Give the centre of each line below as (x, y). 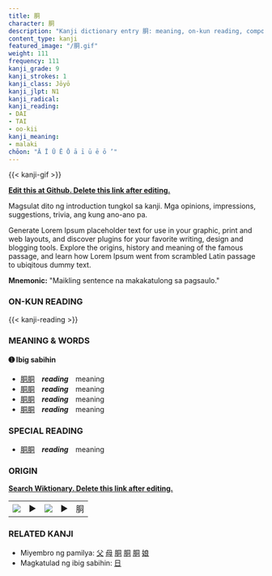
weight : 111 (28, 54)
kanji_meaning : (34, 136)
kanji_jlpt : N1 (34, 91)
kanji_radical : (34, 99)
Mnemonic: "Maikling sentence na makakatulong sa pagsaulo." (114, 281)
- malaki (23, 144)
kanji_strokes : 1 (38, 76)
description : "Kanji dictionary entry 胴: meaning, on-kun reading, (125, 31)
